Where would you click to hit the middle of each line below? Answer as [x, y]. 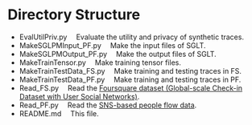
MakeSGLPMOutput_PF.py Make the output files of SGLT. [118, 54]
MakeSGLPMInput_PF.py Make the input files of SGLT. [112, 45]
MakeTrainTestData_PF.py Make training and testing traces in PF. [130, 79]
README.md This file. [59, 113]
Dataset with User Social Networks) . [79, 96]
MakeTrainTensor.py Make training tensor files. [100, 62]
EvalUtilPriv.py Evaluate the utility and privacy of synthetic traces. [132, 37]
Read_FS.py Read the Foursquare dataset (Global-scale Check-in [131, 88]
